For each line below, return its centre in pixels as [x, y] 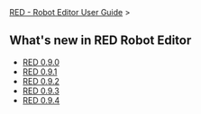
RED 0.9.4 [41, 100]
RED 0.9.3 [41, 91]
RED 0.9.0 [41, 62]
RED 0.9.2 [41, 81]
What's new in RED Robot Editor [100, 41]
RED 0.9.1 [40, 71]
